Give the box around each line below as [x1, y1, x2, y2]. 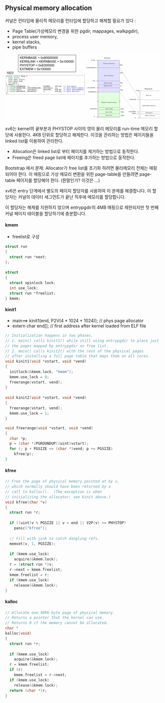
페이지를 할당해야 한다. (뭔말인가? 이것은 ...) [16, 177, 100, 183]
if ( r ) [9, 667, 23, 672]
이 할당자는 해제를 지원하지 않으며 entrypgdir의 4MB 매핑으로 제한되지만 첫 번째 [5, 204, 159, 210]
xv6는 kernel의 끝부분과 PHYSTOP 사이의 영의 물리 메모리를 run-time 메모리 [5, 126, 153, 131]
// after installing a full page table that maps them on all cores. [5, 354, 151, 359]
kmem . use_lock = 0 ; [9, 374, 50, 380]
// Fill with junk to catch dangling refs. [9, 536, 100, 541]
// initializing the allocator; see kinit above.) [5, 494, 111, 499]
